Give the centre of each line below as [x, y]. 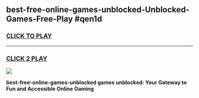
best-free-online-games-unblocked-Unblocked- [98, 10]
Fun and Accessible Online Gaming [50, 88]
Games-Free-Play [39, 19]
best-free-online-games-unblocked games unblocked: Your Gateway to [97, 82]
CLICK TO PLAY [29, 36]
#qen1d [88, 19]
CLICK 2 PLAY [27, 58]
